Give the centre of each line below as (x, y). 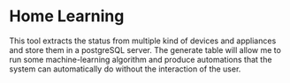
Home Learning (67, 16)
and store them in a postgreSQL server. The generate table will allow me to (145, 49)
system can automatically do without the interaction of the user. (125, 69)
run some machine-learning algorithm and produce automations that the (141, 59)
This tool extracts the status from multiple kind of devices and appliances (143, 41)
